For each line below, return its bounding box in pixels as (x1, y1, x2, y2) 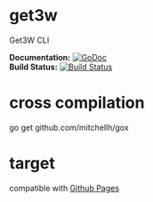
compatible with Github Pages (9, 182, 120, 193)
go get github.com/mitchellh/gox (9, 122, 129, 133)
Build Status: (9, 61, 58, 72)
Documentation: (9, 52, 71, 62)
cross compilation (9, 93, 145, 113)
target (9, 153, 55, 174)
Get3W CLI (9, 35, 50, 45)
